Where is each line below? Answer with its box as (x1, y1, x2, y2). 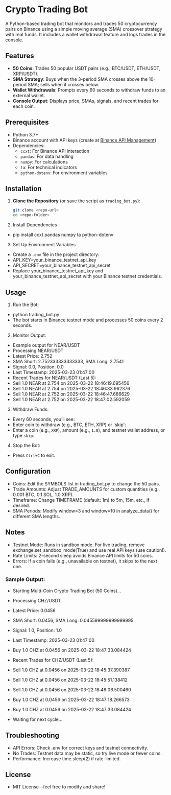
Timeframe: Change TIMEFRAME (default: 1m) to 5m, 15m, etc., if (12, 497, 150, 503)
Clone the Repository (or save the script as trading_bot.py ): (12, 198, 140, 204)
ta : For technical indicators (20, 164, 78, 170)
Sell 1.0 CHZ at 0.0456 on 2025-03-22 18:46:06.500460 (12, 686, 131, 693)
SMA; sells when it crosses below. (28, 81, 100, 87)
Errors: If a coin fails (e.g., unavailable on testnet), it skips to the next (12, 558, 157, 564)
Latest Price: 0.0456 (12, 607, 56, 614)
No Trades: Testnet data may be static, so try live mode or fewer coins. (12, 750, 162, 756)
